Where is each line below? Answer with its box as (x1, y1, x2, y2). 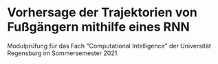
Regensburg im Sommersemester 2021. (7, 49, 119, 57)
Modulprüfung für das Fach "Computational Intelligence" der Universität (7, 42, 211, 50)
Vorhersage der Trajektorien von (7, 5, 197, 20)
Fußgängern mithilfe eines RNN (7, 19, 190, 35)
